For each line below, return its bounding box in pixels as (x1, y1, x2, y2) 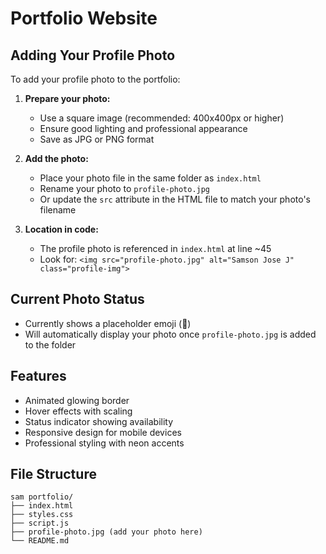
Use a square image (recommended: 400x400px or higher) (39, 112, 285, 124)
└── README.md (10, 536, 70, 546)
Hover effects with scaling (24, 405, 133, 417)
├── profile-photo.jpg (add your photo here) (10, 527, 203, 537)
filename (39, 204, 77, 216)
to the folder (24, 338, 77, 351)
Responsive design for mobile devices (24, 426, 182, 438)
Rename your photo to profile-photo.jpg (39, 183, 211, 194)
